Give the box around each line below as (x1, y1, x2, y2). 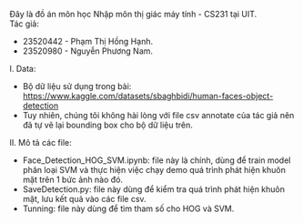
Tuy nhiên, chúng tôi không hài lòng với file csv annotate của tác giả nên (22, 110, 295, 120)
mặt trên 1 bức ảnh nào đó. (22, 174, 124, 185)
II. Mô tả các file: (9, 137, 73, 147)
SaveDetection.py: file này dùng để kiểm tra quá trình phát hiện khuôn (22, 184, 285, 195)
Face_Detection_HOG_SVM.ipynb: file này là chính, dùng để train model (22, 155, 291, 166)
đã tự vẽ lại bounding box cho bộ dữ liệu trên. (22, 119, 194, 130)
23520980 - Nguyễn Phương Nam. (22, 46, 153, 56)
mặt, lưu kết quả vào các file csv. (22, 194, 147, 204)
